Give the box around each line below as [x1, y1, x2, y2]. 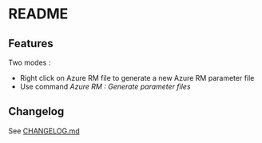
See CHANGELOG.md [8, 125, 80, 136]
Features [8, 37, 54, 50]
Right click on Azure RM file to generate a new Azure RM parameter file [19, 73, 255, 82]
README [8, 5, 69, 23]
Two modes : [8, 58, 51, 67]
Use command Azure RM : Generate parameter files [19, 81, 191, 91]
